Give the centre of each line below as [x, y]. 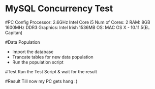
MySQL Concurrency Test [59, 9]
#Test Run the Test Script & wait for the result [51, 71]
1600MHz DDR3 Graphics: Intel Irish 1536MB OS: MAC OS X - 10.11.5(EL [77, 27]
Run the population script [38, 62]
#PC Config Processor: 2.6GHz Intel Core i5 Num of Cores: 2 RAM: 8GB [78, 22]
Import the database [33, 52]
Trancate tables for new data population [53, 57]
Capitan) [14, 32]
